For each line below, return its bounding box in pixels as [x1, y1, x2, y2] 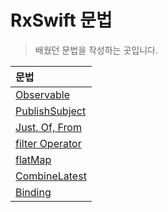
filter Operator [15, 136, 82, 150]
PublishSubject [15, 104, 87, 118]
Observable [15, 87, 70, 101]
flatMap [15, 152, 52, 166]
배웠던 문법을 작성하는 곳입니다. [34, 44, 158, 56]
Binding [15, 185, 52, 199]
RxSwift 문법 [10, 9, 113, 32]
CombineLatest [15, 169, 87, 183]
